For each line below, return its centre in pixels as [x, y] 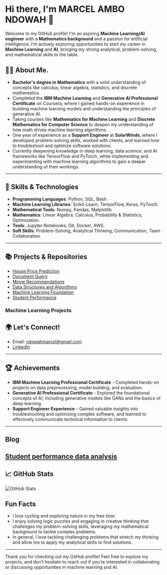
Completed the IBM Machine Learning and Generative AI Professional [85, 98]
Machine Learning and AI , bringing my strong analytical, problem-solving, [81, 49]
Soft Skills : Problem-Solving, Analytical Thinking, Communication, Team [86, 231]
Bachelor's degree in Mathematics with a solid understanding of [79, 82]
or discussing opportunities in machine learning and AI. [62, 567]
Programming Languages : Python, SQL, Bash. [60, 199]
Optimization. [26, 220]
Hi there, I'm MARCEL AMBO [65, 9]
